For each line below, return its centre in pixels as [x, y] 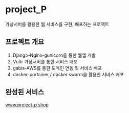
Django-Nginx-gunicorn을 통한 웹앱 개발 [54, 55]
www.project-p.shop [27, 105]
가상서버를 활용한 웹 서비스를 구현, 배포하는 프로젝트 [57, 24]
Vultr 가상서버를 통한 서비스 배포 [45, 61]
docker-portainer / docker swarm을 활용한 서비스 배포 [68, 74]
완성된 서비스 [25, 92]
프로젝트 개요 [25, 42]
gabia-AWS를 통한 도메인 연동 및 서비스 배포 [57, 68]
